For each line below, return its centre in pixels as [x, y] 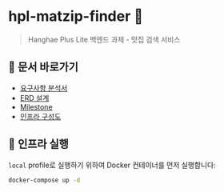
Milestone [36, 106]
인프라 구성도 [40, 116]
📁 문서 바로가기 [43, 67]
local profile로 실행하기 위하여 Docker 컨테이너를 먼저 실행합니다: [112, 165]
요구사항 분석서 [44, 88]
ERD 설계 [34, 98]
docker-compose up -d [44, 180]
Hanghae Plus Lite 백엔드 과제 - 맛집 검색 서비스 [104, 39]
